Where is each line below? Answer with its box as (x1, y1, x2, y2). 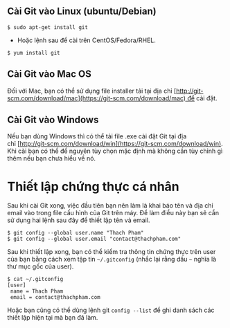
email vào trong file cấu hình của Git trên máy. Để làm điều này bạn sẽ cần (7, 209, 220, 217)
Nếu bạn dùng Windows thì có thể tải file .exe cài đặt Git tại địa (7, 132, 187, 140)
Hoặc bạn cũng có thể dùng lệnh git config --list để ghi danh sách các (7, 306, 215, 314)
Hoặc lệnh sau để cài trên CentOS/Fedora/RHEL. (17, 36, 156, 44)
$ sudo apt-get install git (7, 24, 89, 30)
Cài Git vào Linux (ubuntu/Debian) (7, 6, 157, 17)
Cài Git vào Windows (7, 114, 99, 126)
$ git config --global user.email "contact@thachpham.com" (7, 235, 182, 243)
